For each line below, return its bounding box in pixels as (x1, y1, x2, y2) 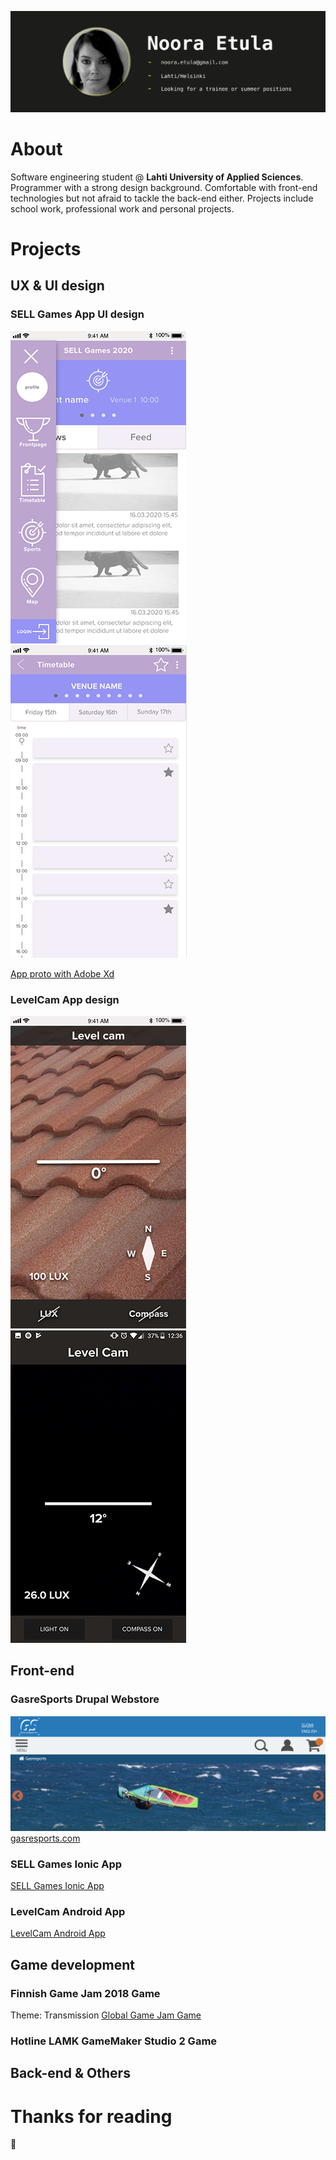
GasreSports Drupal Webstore (10, 1692, 160, 1706)
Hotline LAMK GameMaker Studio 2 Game (10, 2034, 218, 2048)
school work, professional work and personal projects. (10, 202, 235, 215)
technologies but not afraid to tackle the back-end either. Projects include (10, 192, 314, 204)
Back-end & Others (10, 2065, 131, 2082)
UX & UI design (10, 277, 105, 295)
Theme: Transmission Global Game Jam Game (10, 2009, 202, 2021)
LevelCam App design (10, 992, 120, 1006)
